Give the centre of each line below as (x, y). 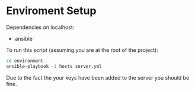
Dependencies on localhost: (40, 27)
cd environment (25, 61)
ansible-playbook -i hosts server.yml (54, 66)
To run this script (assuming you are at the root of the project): (82, 50)
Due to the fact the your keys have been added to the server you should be (98, 77)
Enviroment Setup (51, 11)
